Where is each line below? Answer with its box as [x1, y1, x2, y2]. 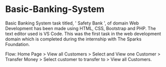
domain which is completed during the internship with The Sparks [5, 36, 142, 42]
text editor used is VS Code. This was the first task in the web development [5, 30, 161, 36]
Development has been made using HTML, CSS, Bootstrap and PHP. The [5, 25, 156, 31]
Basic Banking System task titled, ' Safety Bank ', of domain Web [5, 20, 139, 26]
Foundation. [5, 41, 30, 47]
